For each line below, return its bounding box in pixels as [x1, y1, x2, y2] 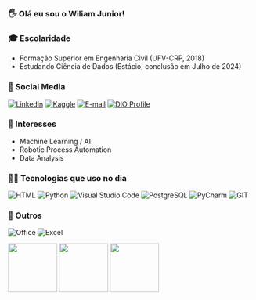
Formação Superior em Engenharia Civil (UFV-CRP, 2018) [19, 53, 205, 63]
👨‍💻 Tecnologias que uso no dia [8, 172, 128, 183]
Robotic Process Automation [19, 145, 112, 154]
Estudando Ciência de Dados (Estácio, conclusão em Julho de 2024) [19, 62, 242, 71]
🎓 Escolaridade [8, 32, 71, 43]
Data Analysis [19, 153, 64, 162]
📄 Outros [8, 210, 42, 221]
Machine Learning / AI [19, 136, 92, 146]
